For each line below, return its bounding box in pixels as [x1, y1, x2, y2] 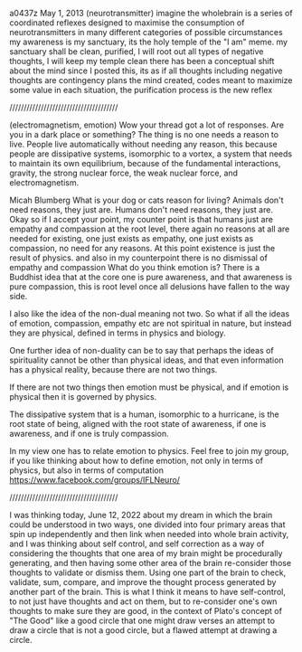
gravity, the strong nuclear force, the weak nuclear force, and [9, 167, 238, 178]
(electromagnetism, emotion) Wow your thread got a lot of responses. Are [9, 119, 285, 130]
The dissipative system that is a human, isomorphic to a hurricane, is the [9, 409, 279, 420]
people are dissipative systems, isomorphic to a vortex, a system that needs [9, 148, 292, 159]
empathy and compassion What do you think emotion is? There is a [9, 262, 260, 272]
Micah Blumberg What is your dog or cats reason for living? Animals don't [9, 194, 284, 205]
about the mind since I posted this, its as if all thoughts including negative [9, 65, 283, 76]
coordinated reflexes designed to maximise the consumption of [9, 17, 245, 28]
